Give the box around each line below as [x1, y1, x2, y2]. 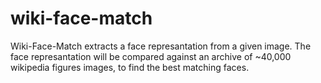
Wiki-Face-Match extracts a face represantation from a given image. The [10, 40, 312, 52]
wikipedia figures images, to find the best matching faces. [10, 61, 250, 73]
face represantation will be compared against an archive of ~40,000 [10, 50, 292, 62]
